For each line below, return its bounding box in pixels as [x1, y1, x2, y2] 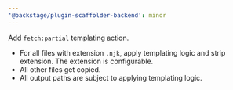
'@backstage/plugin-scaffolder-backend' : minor [8, 11, 167, 20]
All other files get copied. [19, 64, 101, 74]
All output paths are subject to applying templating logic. [19, 73, 202, 82]
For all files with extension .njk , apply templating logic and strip [19, 48, 226, 57]
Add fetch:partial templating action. [8, 33, 129, 42]
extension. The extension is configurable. [19, 56, 154, 66]
